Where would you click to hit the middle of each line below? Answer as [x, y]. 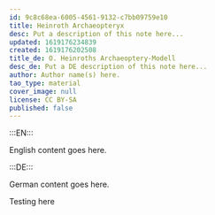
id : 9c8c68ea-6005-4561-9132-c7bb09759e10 [88, 17]
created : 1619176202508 [53, 50]
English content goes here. [58, 150]
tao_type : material [45, 83]
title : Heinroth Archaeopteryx [67, 26]
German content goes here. [59, 184]
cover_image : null [43, 91]
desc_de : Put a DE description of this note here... [108, 67]
